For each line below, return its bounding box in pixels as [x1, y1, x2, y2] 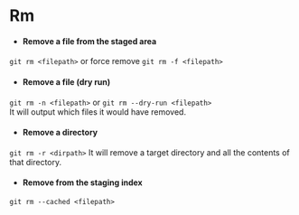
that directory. [9, 156, 62, 167]
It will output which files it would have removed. [9, 106, 187, 117]
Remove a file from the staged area [22, 35, 157, 46]
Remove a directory [22, 127, 98, 138]
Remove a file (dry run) [22, 76, 111, 87]
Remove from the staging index [22, 177, 143, 188]
